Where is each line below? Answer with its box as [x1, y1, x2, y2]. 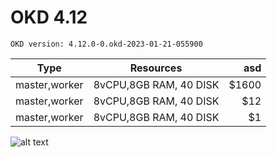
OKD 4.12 [10, 6, 88, 29]
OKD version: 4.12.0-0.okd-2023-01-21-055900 [10, 39, 203, 49]
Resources [129, 61, 183, 75]
